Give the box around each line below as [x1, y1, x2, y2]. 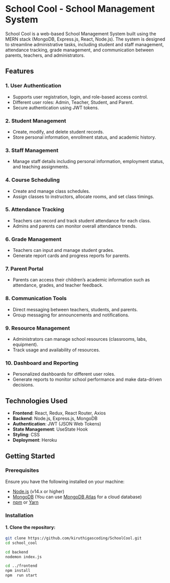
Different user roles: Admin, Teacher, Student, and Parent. [12, 99, 134, 105]
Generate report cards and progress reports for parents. [12, 252, 130, 259]
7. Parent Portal [5, 265, 44, 272]
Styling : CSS [12, 432, 40, 438]
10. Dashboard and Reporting [5, 359, 79, 366]
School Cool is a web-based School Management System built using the [5, 30, 156, 37]
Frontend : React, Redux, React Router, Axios [12, 410, 106, 416]
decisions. [12, 382, 35, 388]
